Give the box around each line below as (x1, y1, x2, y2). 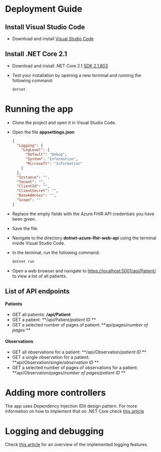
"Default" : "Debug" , (25, 152, 67, 157)
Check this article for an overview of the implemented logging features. (5, 442, 148, 448)
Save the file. (12, 226, 39, 231)
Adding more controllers (5, 387, 106, 398)
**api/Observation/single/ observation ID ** (12, 360, 99, 366)
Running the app (5, 103, 73, 114)
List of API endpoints (5, 287, 70, 296)
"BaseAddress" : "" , (17, 193, 57, 198)
